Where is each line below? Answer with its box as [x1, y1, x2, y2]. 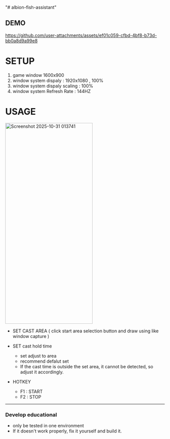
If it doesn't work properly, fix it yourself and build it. [12, 428, 122, 434]
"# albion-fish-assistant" [5, 5, 57, 10]
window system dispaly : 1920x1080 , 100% [12, 77, 104, 83]
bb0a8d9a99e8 [5, 37, 38, 43]
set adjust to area [20, 353, 57, 359]
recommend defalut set [20, 358, 69, 364]
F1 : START [20, 388, 43, 395]
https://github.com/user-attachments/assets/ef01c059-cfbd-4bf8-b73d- [5, 32, 157, 38]
